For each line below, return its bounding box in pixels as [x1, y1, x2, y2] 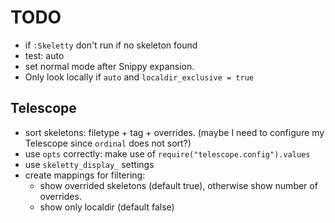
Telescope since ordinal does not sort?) [24, 137, 192, 149]
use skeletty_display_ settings [24, 158, 155, 170]
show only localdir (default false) [39, 201, 175, 213]
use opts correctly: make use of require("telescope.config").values [24, 147, 311, 160]
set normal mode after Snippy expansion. [24, 60, 195, 72]
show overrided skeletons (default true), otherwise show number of [39, 179, 318, 191]
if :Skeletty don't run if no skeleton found [24, 39, 198, 51]
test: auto [24, 49, 65, 61]
